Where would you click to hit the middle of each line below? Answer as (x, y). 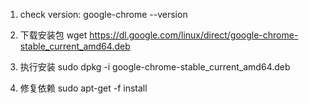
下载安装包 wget (53, 35)
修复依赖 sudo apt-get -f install (83, 88)
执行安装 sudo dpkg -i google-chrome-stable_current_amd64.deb (155, 67)
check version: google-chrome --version (103, 14)
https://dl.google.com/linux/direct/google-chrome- (194, 35)
